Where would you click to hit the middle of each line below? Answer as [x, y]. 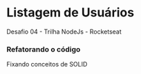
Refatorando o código [44, 49]
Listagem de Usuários [70, 13]
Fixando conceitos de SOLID [47, 64]
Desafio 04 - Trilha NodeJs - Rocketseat [64, 32]
